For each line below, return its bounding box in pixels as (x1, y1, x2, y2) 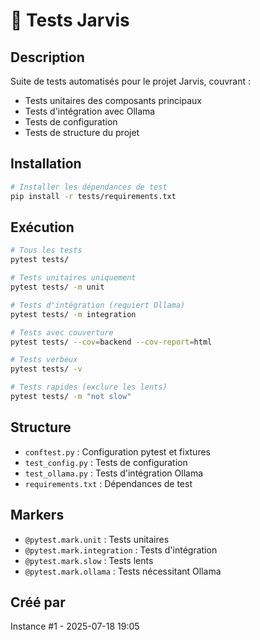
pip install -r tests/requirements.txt (10, 191, 177, 201)
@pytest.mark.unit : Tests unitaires (24, 533, 170, 545)
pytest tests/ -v (10, 364, 83, 374)
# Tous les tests (10, 245, 83, 256)
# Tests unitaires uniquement (10, 273, 137, 283)
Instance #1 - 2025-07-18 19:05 (10, 620, 140, 633)
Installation (10, 155, 82, 173)
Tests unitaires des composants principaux (24, 95, 202, 106)
